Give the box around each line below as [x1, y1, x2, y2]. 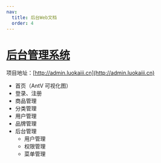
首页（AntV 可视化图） [15, 82, 71, 90]
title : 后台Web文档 [11, 15, 57, 21]
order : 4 [11, 20, 34, 26]
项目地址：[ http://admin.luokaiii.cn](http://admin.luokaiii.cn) [6, 69, 155, 76]
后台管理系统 [6, 48, 71, 62]
